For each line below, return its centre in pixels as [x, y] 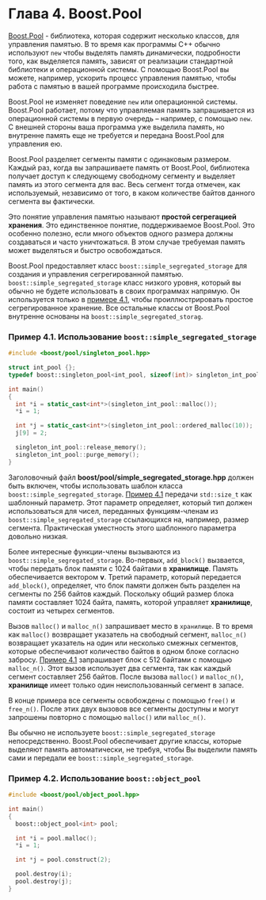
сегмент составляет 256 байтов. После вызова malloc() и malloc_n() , [126, 676]
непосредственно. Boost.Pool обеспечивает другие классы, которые [125, 741]
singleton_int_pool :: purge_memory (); [78, 454]
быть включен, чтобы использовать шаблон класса [96, 485]
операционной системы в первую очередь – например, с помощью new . [131, 118]
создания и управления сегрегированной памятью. [96, 274]
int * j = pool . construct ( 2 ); [63, 860]
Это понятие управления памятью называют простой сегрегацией [122, 216]
